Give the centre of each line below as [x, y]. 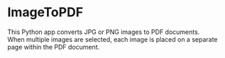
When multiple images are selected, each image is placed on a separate [112, 39]
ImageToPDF [45, 12]
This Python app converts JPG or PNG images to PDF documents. [104, 32]
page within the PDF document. [54, 47]
